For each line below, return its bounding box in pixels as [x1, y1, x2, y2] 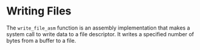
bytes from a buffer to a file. [6, 37, 77, 44]
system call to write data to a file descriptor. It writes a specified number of [6, 30, 195, 37]
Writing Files [6, 4, 72, 18]
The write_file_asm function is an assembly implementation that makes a [6, 24, 190, 31]
